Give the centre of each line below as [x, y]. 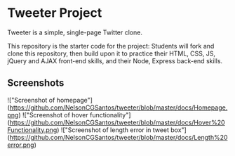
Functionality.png [32, 130]
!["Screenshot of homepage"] [50, 100]
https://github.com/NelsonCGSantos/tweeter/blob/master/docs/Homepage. [119, 108]
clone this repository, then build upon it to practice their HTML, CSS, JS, [112, 53]
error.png [21, 145]
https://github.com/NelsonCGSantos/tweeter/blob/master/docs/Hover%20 [117, 122]
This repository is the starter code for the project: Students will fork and [111, 46]
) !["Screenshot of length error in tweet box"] [122, 130]
